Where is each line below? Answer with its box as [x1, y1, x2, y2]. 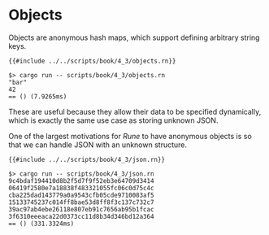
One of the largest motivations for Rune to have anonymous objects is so [8, 131, 252, 141]
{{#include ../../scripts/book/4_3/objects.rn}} [8, 57, 176, 65]
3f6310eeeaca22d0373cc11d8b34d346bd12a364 [8, 212, 154, 220]
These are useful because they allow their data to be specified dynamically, [8, 107, 262, 116]
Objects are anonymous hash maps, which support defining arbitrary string [8, 33, 260, 42]
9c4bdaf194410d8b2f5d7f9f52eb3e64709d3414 [8, 176, 154, 185]
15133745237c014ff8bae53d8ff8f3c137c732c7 [8, 198, 154, 207]
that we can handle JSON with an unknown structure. [8, 140, 188, 150]
